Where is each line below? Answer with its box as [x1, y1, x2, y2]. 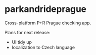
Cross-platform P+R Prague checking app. [4, 20, 91, 26]
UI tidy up [11, 39, 32, 45]
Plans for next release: [4, 29, 50, 35]
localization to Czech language [11, 44, 75, 50]
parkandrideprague [4, 3, 87, 15]
